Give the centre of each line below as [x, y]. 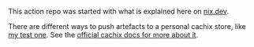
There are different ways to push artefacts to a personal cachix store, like [127, 26]
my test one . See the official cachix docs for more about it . [103, 35]
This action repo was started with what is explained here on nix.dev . [119, 11]
